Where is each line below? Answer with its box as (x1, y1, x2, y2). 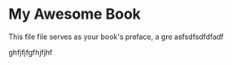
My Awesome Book (8, 5, 141, 24)
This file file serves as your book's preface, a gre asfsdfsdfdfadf (8, 32, 224, 41)
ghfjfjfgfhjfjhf (8, 47, 53, 57)
